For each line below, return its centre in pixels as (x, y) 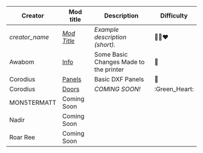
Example (107, 30)
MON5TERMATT (33, 103)
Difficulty (174, 16)
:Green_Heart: (174, 89)
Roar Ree (22, 137)
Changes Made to (120, 62)
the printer (109, 70)
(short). (105, 45)
